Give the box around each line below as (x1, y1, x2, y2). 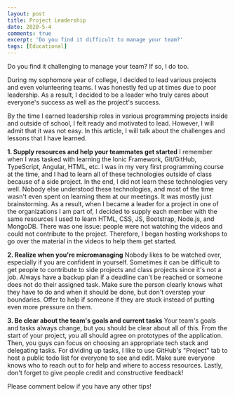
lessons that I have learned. (7, 134, 87, 142)
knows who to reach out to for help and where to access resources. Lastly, (7, 361, 223, 369)
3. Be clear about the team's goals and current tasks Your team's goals (7, 316, 216, 325)
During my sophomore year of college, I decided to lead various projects (7, 76, 217, 84)
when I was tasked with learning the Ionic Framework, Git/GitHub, (7, 155, 197, 163)
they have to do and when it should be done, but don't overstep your (7, 288, 206, 296)
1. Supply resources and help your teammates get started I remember (7, 148, 213, 156)
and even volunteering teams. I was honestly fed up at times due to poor (7, 83, 217, 91)
